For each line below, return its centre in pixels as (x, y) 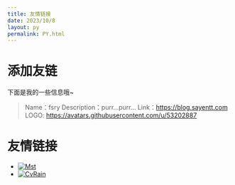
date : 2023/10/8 (31, 21)
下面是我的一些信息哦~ (41, 92)
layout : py (23, 27)
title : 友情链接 (29, 14)
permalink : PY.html (36, 34)
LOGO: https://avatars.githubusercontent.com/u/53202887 (111, 115)
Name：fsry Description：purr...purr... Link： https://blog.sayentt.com (126, 107)
